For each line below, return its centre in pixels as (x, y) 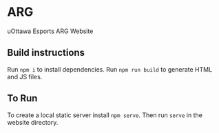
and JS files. (25, 76)
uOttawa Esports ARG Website (50, 31)
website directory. (33, 122)
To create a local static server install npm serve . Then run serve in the (105, 115)
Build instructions (46, 53)
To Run (22, 98)
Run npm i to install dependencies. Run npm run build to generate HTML (110, 69)
